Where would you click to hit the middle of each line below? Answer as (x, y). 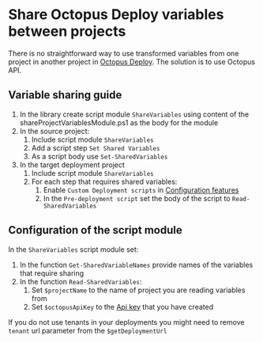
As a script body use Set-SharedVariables (100, 156)
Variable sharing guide (65, 95)
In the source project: (54, 131)
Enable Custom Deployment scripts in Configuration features (141, 190)
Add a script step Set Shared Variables (96, 147)
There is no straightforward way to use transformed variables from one (124, 53)
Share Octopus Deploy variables (116, 15)
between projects (67, 31)
